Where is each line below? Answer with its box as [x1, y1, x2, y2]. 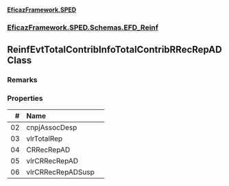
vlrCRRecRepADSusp [26, 167, 95, 177]
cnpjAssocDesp [26, 123, 77, 132]
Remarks [7, 75, 38, 84]
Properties [7, 93, 43, 103]
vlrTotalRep [26, 134, 63, 143]
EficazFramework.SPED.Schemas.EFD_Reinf [7, 23, 159, 32]
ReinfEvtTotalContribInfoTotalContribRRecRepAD [7, 43, 222, 55]
